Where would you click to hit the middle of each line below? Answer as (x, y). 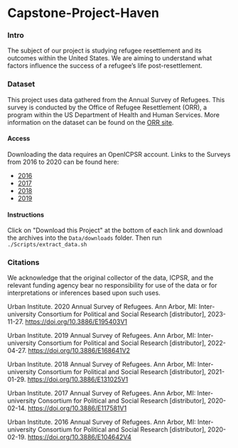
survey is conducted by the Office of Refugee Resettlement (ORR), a (107, 107)
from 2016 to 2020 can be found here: (63, 162)
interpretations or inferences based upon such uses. (84, 293)
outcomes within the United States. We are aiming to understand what (110, 58)
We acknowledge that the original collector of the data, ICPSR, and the (110, 278)
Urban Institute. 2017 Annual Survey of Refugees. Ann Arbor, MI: (102, 393)
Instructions (26, 214)
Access (19, 138)
